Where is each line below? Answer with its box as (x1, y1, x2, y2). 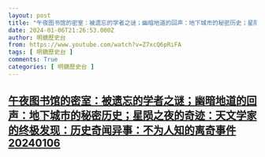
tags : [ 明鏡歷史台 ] (8, 48, 73, 56)
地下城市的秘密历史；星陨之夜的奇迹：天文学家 (28, 109, 257, 122)
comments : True (8, 56, 58, 64)
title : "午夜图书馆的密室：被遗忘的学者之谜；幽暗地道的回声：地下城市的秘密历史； (8, 19, 248, 27)
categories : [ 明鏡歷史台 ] (8, 63, 95, 71)
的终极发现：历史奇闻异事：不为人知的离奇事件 (8, 124, 237, 137)
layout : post (8, 11, 51, 20)
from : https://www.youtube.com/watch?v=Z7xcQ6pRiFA (8, 41, 181, 49)
